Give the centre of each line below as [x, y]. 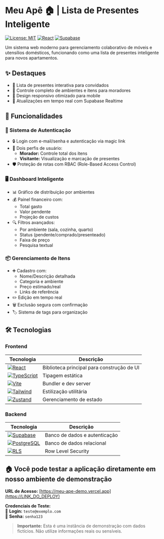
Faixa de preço [35, 240]
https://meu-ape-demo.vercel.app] [76, 491]
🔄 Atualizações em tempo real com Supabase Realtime [68, 101]
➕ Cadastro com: [29, 271]
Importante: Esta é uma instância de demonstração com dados [81, 526]
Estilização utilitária [65, 391]
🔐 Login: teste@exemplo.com [33, 511]
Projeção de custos [39, 217]
